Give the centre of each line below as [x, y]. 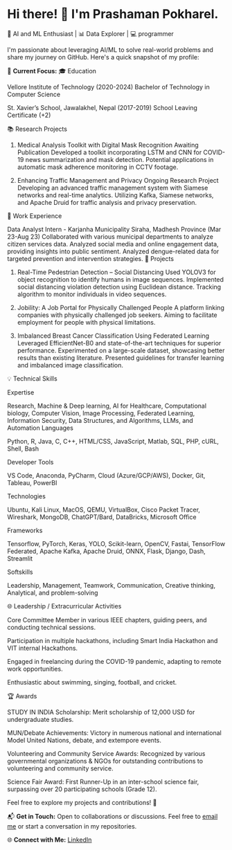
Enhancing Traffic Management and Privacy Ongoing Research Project [118, 180]
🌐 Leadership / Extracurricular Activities [64, 606]
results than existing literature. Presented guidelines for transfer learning [121, 358]
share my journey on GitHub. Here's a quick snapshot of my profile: [103, 57]
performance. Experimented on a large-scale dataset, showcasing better [121, 350]
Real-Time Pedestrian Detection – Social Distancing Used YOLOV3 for [116, 272]
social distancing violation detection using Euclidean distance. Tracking [119, 287]
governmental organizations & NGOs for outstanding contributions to [105, 761]
